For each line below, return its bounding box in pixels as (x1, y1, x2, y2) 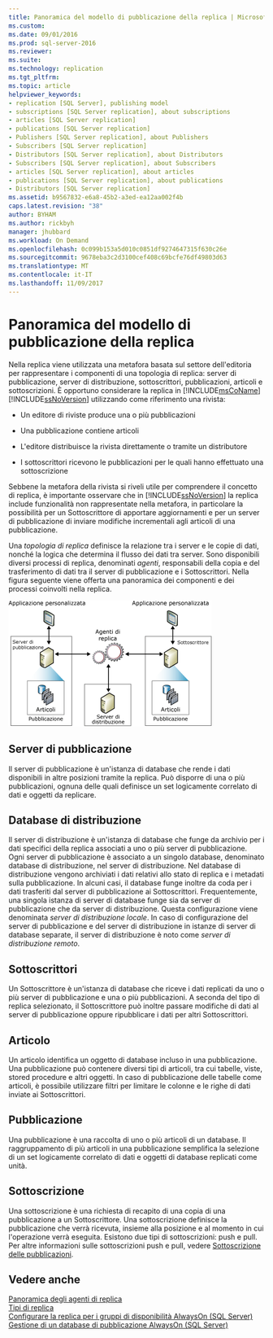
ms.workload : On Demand (8, 236, 89, 244)
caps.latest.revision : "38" (8, 202, 104, 211)
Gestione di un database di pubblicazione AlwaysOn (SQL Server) (8, 1320, 229, 1330)
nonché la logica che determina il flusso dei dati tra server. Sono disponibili (8, 549, 260, 559)
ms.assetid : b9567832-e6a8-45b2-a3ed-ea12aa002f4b (8, 194, 184, 202)
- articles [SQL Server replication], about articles (8, 168, 195, 176)
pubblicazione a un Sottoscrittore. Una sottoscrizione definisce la (8, 1214, 227, 1224)
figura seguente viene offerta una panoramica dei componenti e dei (8, 575, 235, 585)
